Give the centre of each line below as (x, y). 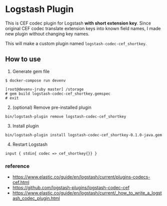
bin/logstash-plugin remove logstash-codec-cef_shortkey (66, 116)
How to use (23, 59)
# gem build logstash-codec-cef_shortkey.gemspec (58, 94)
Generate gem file (31, 71)
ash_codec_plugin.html (36, 198)
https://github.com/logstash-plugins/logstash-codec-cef (71, 188)
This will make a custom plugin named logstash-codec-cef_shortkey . (76, 43)
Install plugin (25, 126)
